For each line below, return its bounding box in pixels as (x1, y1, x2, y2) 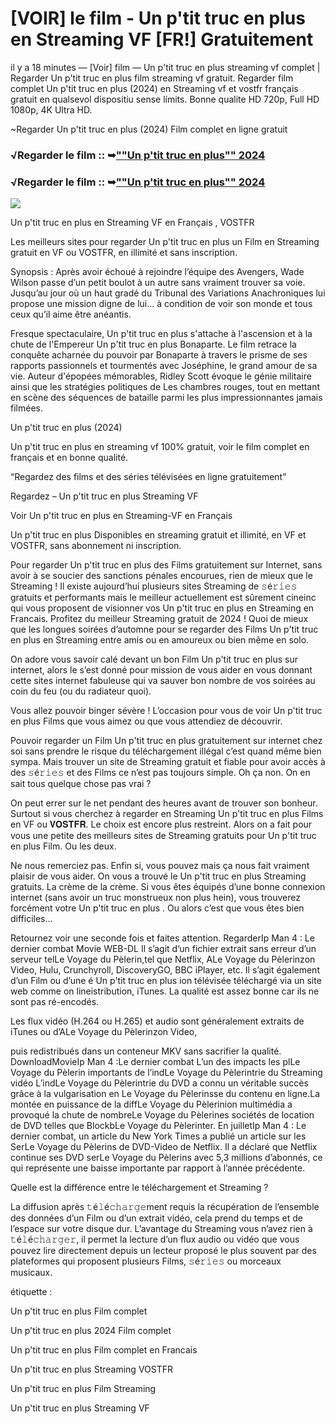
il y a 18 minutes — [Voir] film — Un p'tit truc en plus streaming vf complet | (10, 61, 321, 73)
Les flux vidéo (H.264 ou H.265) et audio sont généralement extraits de (10, 1015, 305, 1027)
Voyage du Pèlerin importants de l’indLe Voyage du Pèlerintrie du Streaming (10, 1067, 323, 1079)
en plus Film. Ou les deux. (10, 840, 117, 852)
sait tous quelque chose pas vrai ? (10, 778, 152, 790)
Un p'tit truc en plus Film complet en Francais (10, 1344, 198, 1356)
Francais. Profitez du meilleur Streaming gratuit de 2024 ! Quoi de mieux (10, 613, 309, 625)
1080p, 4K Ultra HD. (10, 103, 93, 116)
